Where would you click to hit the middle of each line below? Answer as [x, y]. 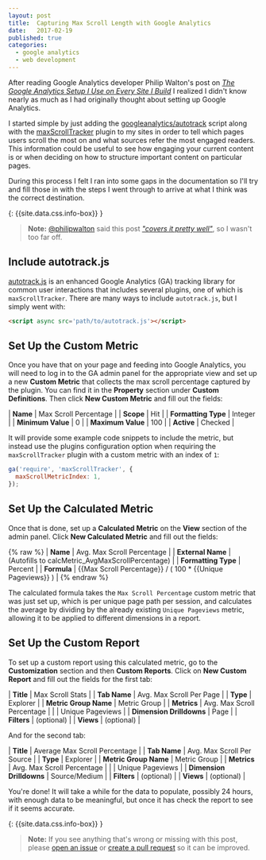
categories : [28, 45]
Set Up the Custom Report [74, 643]
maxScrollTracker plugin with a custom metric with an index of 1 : [114, 455]
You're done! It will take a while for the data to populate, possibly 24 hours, [131, 791]
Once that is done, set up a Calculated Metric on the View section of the [128, 528]
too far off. [45, 237]
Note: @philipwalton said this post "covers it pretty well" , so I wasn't [140, 228]
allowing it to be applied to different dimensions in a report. [104, 618]
